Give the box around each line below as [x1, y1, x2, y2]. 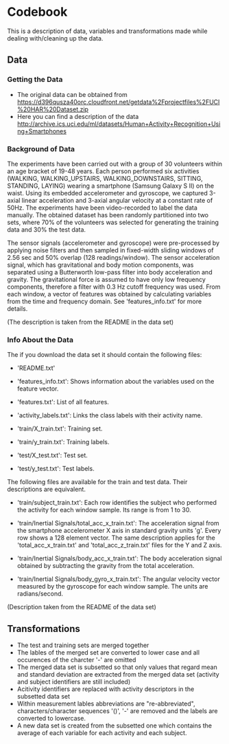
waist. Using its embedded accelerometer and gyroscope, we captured [7, 188, 208, 197]
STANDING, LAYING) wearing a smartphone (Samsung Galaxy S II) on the [7, 182, 215, 190]
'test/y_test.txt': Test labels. [16, 465, 95, 473]
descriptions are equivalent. [7, 485, 86, 494]
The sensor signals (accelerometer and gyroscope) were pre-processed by [7, 239, 220, 247]
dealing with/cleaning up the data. [7, 34, 104, 42]
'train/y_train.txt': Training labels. [16, 438, 110, 446]
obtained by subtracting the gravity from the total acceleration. [16, 562, 195, 570]
